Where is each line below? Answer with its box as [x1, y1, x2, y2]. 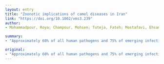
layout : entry [5, 7, 34, 12]
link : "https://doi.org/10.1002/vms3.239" [5, 16, 93, 21]
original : [5, 47, 25, 52]
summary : [5, 34, 23, 39]
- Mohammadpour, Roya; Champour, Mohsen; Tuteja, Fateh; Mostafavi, [5, 25, 147, 30]
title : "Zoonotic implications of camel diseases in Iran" [5, 12, 128, 16]
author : [5, 20, 21, 26]
